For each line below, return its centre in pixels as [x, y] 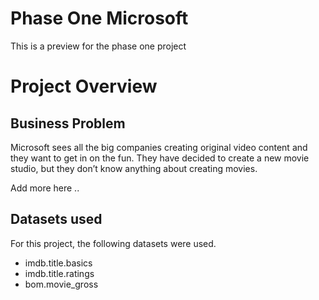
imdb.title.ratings [59, 273]
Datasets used [56, 219]
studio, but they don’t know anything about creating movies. [134, 168]
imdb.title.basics [58, 263]
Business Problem [68, 123]
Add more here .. [45, 188]
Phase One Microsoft [99, 18]
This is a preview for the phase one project [98, 46]
